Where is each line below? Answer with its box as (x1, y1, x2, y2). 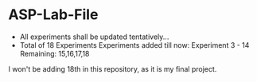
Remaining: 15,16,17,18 (19, 49, 90, 58)
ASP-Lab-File (8, 6, 99, 24)
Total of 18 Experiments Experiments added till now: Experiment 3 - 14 (19, 40, 250, 49)
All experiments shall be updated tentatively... (19, 32, 169, 41)
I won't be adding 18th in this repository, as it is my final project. (8, 64, 217, 73)
